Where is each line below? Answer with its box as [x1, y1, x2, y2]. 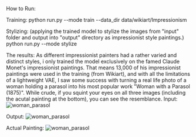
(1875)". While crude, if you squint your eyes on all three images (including [6, 89, 186, 96]
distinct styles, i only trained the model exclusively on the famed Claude [6, 58, 180, 65]
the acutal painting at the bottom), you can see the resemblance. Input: [6, 95, 178, 102]
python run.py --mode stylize [6, 41, 77, 47]
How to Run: [6, 5, 36, 12]
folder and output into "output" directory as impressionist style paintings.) [6, 34, 184, 41]
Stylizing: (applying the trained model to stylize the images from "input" [6, 28, 179, 35]
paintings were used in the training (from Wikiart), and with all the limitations [6, 71, 191, 77]
